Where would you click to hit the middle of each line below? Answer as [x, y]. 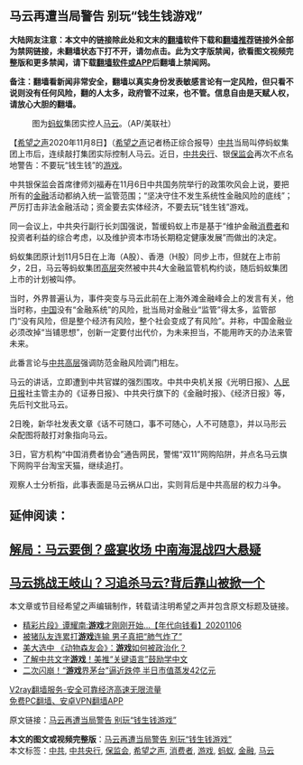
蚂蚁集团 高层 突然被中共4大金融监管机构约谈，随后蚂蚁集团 [179, 267]
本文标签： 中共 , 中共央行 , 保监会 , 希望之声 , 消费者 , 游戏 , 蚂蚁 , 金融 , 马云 [142, 751]
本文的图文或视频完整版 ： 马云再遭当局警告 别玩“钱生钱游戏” [121, 740]
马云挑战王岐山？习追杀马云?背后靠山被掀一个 [137, 582]
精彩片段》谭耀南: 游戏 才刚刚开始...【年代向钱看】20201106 [132, 625]
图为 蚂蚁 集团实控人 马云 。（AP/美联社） [104, 123]
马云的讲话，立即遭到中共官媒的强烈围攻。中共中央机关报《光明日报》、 [142, 381]
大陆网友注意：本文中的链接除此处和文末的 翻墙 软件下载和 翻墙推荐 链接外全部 [151, 40]
